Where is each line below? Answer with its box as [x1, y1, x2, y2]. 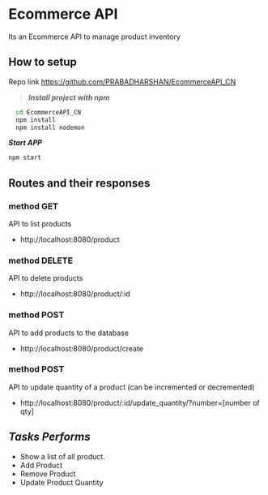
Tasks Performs [8, 430, 91, 444]
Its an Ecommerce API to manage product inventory [8, 32, 181, 41]
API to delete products [8, 273, 83, 283]
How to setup [8, 55, 77, 69]
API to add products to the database [8, 328, 130, 338]
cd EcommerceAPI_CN [15, 108, 82, 116]
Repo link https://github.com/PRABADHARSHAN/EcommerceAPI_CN [8, 76, 236, 86]
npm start [8, 153, 42, 162]
